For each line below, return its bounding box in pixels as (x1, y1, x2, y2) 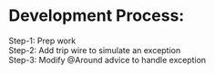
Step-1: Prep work (8, 35, 77, 46)
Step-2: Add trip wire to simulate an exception (8, 44, 181, 55)
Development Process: (8, 5, 185, 26)
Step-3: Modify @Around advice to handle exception (8, 54, 207, 65)
